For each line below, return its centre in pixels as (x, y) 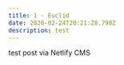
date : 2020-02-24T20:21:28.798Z (62, 23)
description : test (39, 30)
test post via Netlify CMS (49, 53)
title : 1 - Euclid (39, 15)
